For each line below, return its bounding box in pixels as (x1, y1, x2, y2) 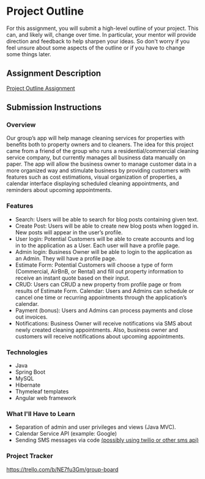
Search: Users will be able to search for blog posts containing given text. (15, 215, 199, 223)
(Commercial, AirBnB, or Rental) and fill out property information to (15, 267, 184, 275)
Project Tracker (6, 451, 53, 460)
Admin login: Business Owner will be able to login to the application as (15, 248, 193, 255)
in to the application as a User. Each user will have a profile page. (15, 242, 180, 249)
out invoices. (15, 313, 48, 321)
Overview (6, 121, 36, 129)
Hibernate (15, 381, 41, 389)
